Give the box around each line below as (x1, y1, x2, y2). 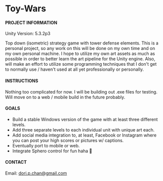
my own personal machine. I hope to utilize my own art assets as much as (5, 50, 155, 57)
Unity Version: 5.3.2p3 (5, 31, 51, 37)
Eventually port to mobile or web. (12, 142, 80, 148)
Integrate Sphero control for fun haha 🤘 (12, 148, 92, 154)
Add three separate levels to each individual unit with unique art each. (12, 127, 155, 133)
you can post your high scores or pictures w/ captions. (12, 137, 124, 143)
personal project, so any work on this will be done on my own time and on (5, 45, 156, 51)
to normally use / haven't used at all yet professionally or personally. (5, 66, 144, 72)
